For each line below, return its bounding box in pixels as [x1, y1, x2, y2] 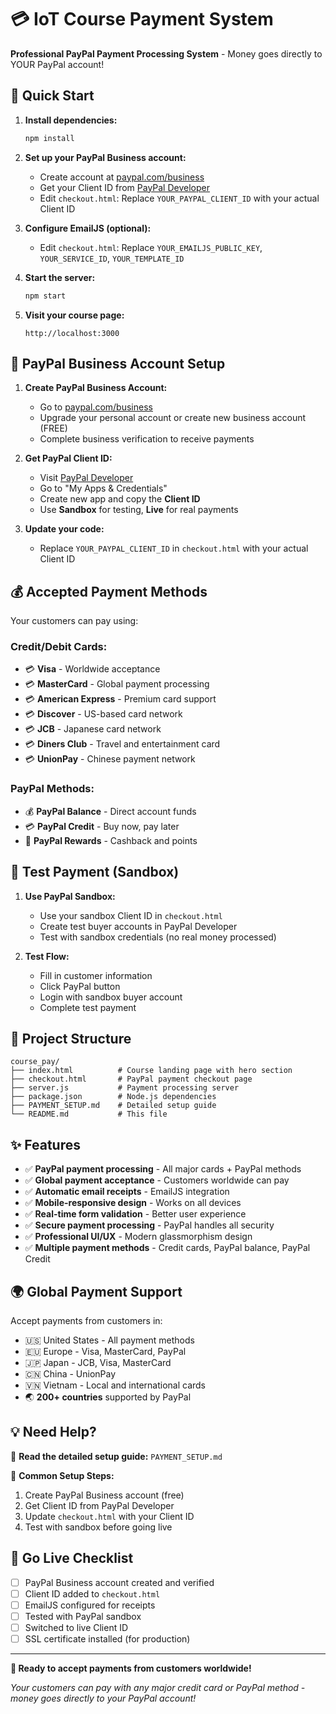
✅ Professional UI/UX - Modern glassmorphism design [24, 1231, 253, 1243]
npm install [24, 133, 75, 143]
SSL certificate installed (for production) [24, 1632, 191, 1645]
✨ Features [10, 1136, 81, 1153]
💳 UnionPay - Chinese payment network [24, 753, 196, 765]
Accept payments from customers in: [10, 1314, 163, 1326]
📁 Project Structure [10, 1030, 132, 1047]
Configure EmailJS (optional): [24, 222, 152, 234]
